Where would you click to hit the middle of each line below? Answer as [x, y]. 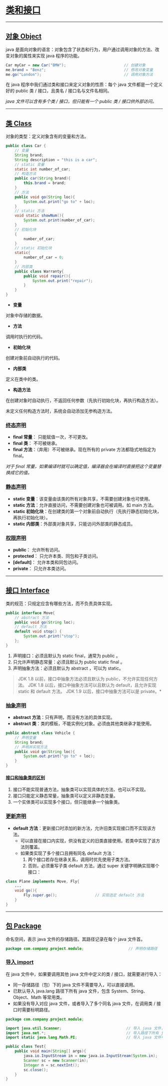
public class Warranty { [39, 271]
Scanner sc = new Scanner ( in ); [56, 1060]
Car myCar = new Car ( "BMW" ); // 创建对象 [76, 65]
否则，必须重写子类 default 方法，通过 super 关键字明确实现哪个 [93, 865]
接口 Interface [27, 590]
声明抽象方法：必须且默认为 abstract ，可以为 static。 [68, 668]
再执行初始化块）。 [31, 517]
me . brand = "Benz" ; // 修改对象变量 [80, 70]
